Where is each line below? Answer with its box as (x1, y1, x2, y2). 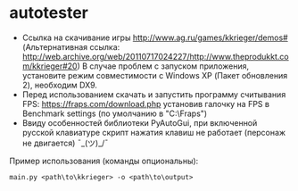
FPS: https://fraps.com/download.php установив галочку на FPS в (21, 98, 270, 109)
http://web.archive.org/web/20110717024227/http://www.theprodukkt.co (21, 51, 289, 62)
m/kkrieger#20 (21, 61, 78, 71)
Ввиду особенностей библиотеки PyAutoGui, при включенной (21, 117, 258, 128)
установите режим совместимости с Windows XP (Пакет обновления (21, 70, 288, 80)
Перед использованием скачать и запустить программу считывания (21, 88, 286, 100)
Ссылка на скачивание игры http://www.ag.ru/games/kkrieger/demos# (21, 32, 288, 43)
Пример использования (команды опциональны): (9, 155, 199, 166)
